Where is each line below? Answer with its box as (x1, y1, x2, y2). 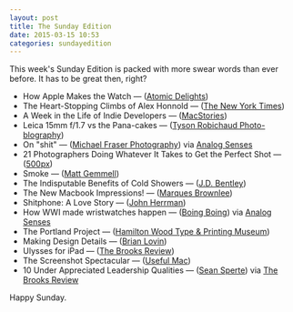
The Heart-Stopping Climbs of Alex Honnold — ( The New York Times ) (22, 101, 285, 112)
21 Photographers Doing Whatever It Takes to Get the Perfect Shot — (22, 149, 282, 160)
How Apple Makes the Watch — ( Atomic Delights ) (22, 91, 209, 102)
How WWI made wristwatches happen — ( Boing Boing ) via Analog (22, 206, 272, 218)
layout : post (9, 13, 59, 23)
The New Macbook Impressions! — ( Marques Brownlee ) (22, 187, 234, 198)
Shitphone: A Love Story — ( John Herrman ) (22, 197, 187, 208)
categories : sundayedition (9, 38, 112, 48)
